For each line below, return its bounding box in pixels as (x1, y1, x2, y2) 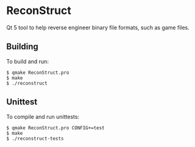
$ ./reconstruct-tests (6, 135, 64, 142)
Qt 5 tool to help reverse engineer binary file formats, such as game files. (6, 24, 190, 31)
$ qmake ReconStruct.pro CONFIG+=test (6, 124, 105, 131)
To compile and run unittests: (6, 113, 80, 120)
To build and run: (6, 57, 49, 65)
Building (6, 41, 38, 52)
